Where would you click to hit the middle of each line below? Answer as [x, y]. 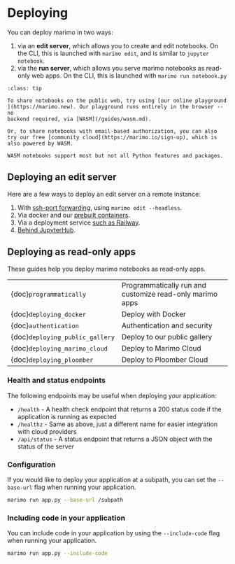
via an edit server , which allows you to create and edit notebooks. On [118, 45]
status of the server [46, 446]
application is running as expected [67, 416]
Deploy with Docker [154, 314]
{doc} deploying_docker [48, 314]
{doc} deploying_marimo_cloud [59, 348]
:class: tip [24, 88]
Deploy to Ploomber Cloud [165, 360]
